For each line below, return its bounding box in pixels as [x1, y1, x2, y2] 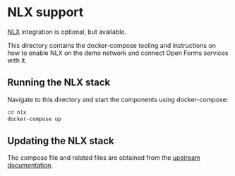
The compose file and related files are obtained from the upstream [7, 153, 201, 162]
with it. [7, 56, 27, 64]
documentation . [7, 161, 54, 170]
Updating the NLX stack [7, 134, 114, 146]
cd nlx [7, 108, 27, 116]
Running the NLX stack [7, 77, 111, 89]
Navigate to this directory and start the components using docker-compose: [7, 95, 229, 103]
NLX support [7, 4, 84, 20]
